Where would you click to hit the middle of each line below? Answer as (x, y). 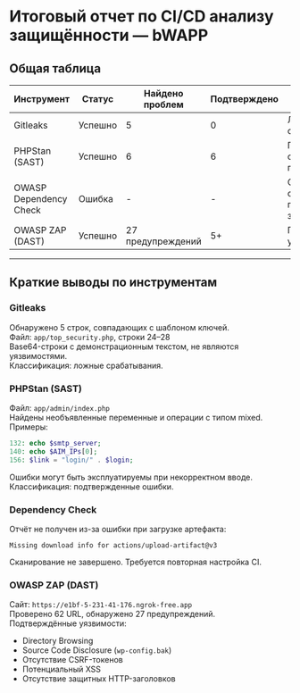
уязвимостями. (38, 355)
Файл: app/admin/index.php (59, 407)
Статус (98, 99)
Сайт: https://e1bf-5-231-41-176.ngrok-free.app (101, 605)
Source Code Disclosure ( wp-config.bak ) (97, 650)
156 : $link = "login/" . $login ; (71, 460)
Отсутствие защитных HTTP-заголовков (99, 679)
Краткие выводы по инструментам (113, 283)
